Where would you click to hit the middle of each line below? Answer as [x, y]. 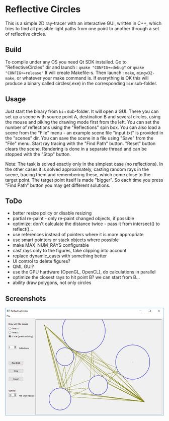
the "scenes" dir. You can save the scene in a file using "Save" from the [79, 138]
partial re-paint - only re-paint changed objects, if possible [73, 219]
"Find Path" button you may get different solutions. [58, 185]
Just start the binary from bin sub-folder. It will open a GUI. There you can [82, 111]
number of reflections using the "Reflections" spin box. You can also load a [83, 127]
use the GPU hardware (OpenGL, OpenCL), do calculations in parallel [84, 272]
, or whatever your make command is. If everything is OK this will [81, 78]
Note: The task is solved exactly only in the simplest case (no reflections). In [84, 164]
